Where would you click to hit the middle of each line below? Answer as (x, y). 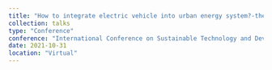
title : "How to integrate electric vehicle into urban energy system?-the (137, 16)
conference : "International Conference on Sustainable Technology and (130, 38)
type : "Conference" (41, 31)
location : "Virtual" (43, 53)
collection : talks (39, 23)
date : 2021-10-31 (38, 46)
